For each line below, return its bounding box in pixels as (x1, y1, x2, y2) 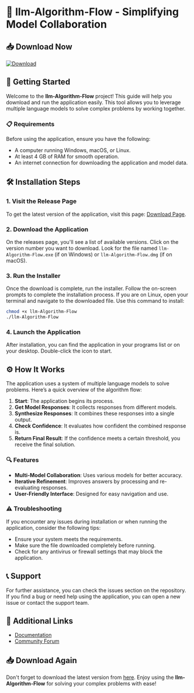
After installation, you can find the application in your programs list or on (6, 342, 180, 349)
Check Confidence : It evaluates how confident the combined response (14, 422, 186, 429)
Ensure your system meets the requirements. (14, 535, 123, 543)
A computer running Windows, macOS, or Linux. (14, 147, 131, 154)
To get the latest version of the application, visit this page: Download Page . (6, 211, 186, 218)
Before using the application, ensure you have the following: (6, 136, 151, 143)
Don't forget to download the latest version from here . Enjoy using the (6, 674, 174, 681)
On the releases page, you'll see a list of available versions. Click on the (6, 239, 179, 246)
